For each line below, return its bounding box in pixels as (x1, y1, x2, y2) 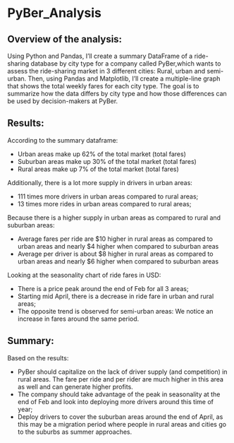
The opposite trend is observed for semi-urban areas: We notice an (17, 307, 214, 315)
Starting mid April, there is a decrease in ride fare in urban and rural (17, 292, 214, 300)
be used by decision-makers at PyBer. (7, 97, 118, 105)
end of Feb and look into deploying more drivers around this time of (17, 397, 214, 406)
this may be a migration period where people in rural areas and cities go (17, 420, 227, 428)
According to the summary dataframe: (7, 136, 118, 144)
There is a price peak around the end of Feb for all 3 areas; (17, 284, 189, 293)
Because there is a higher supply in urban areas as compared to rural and (7, 213, 221, 222)
